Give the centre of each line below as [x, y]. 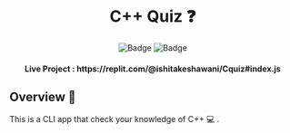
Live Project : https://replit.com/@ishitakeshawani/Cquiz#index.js [153, 69]
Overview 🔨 [43, 96]
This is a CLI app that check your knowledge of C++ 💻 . [115, 119]
